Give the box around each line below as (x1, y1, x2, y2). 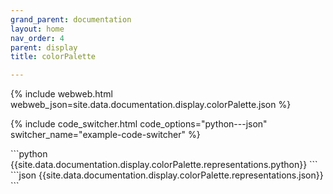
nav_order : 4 (10, 33, 65, 43)
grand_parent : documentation (10, 14, 132, 25)
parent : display (10, 42, 78, 53)
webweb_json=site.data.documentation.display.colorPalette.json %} (10, 99, 292, 111)
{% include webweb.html (10, 88, 113, 100)
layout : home (10, 24, 65, 34)
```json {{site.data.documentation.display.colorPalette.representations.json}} (10, 169, 324, 181)
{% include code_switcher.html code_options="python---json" (10, 118, 268, 130)
